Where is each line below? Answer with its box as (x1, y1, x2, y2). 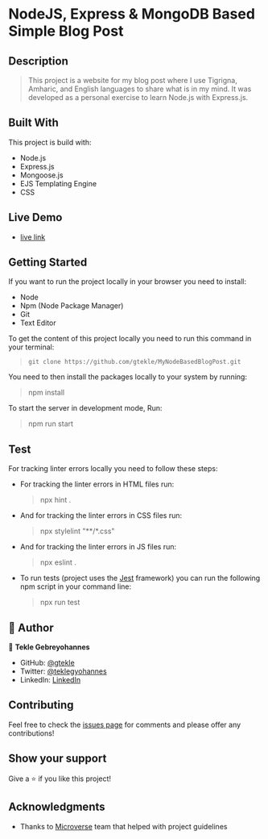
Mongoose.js (19, 170, 64, 180)
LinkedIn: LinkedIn (19, 675, 81, 685)
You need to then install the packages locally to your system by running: (8, 372, 248, 382)
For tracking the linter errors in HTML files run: (19, 479, 175, 489)
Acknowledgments (8, 800, 106, 814)
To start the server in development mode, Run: (8, 403, 163, 413)
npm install (27, 388, 65, 398)
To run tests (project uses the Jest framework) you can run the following (19, 574, 261, 583)
